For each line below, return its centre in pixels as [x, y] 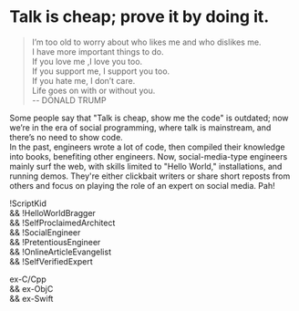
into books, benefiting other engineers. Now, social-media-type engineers [149, 156]
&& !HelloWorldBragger [52, 213]
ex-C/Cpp [28, 279]
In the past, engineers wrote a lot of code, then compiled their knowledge [147, 147]
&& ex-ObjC [31, 288]
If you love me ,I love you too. [87, 61]
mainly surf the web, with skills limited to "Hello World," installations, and [146, 166]
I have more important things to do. [98, 51]
